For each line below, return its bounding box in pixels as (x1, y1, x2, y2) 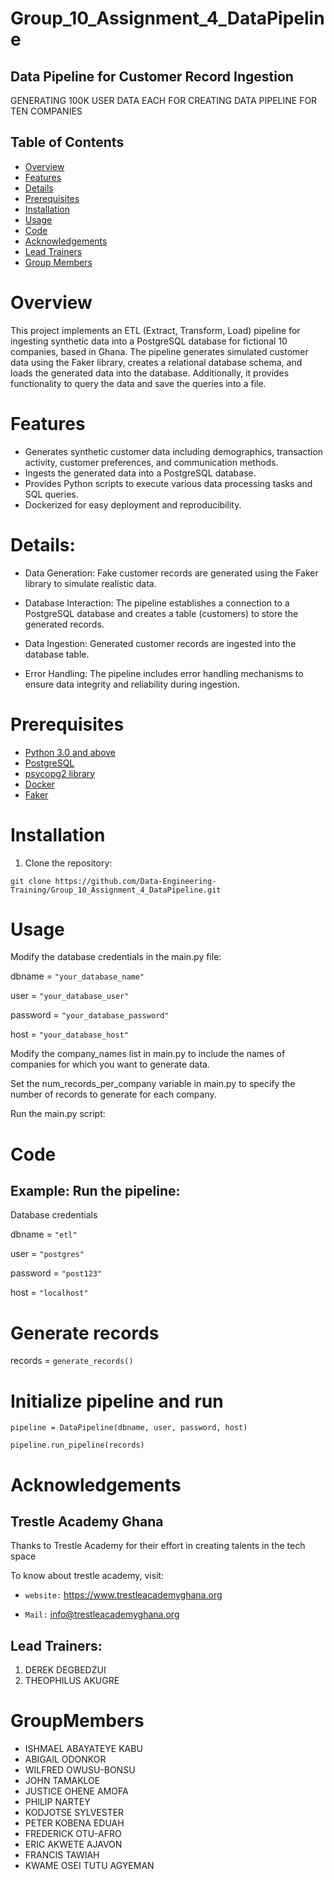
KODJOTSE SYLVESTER (24, 1807, 125, 1819)
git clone (10, 876, 52, 886)
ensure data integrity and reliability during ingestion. (24, 678, 241, 690)
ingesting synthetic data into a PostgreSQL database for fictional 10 (10, 335, 288, 347)
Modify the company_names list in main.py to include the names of (10, 1048, 286, 1060)
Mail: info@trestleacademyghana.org (24, 1608, 180, 1621)
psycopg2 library (24, 767, 96, 779)
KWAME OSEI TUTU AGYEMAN (24, 1860, 155, 1872)
